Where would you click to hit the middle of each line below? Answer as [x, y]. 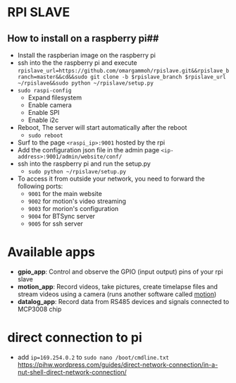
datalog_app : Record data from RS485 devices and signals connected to [123, 301]
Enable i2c [43, 120]
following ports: [40, 186]
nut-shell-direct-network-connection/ [72, 372]
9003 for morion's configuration [73, 208]
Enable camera [50, 105]
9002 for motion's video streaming [77, 201]
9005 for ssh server [55, 224]
